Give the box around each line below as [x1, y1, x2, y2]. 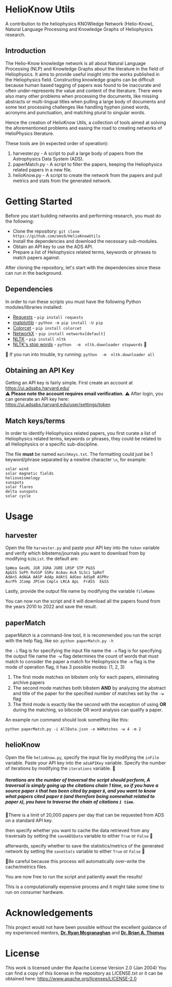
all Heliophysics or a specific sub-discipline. [5, 441, 99, 447]
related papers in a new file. [12, 166, 72, 173]
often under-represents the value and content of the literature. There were [5, 87, 163, 94]
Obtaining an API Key [5, 366, 74, 375]
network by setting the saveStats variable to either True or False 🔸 [5, 848, 145, 854]
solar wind [5, 467, 29, 472]
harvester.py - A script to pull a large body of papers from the [12, 150, 143, 156]
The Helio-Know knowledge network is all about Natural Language [5, 60, 146, 66]
